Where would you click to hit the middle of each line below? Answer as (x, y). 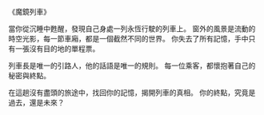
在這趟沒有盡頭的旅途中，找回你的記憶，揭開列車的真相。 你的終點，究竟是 (132, 93)
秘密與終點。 (29, 75)
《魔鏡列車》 (29, 12)
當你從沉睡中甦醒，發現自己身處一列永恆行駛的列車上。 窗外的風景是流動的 (132, 29)
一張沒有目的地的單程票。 (57, 49)
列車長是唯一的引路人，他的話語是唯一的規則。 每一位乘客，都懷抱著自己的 (132, 65)
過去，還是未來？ (36, 103)
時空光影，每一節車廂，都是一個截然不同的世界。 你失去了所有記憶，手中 (128, 39)
